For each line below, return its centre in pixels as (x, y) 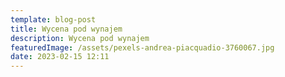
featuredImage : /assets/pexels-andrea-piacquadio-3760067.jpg (142, 47)
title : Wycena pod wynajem (66, 29)
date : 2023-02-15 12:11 (60, 57)
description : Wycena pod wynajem (80, 38)
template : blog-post (53, 19)
